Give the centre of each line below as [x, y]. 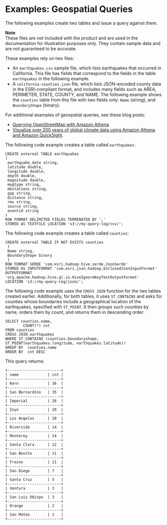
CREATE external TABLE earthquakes [42, 154]
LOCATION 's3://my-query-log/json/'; [44, 281]
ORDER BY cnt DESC [25, 352]
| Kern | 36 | [34, 383]
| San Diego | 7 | [34, 471]
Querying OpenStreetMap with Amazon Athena [61, 124]
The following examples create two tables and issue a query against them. [82, 23]
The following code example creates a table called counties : [67, 233]
